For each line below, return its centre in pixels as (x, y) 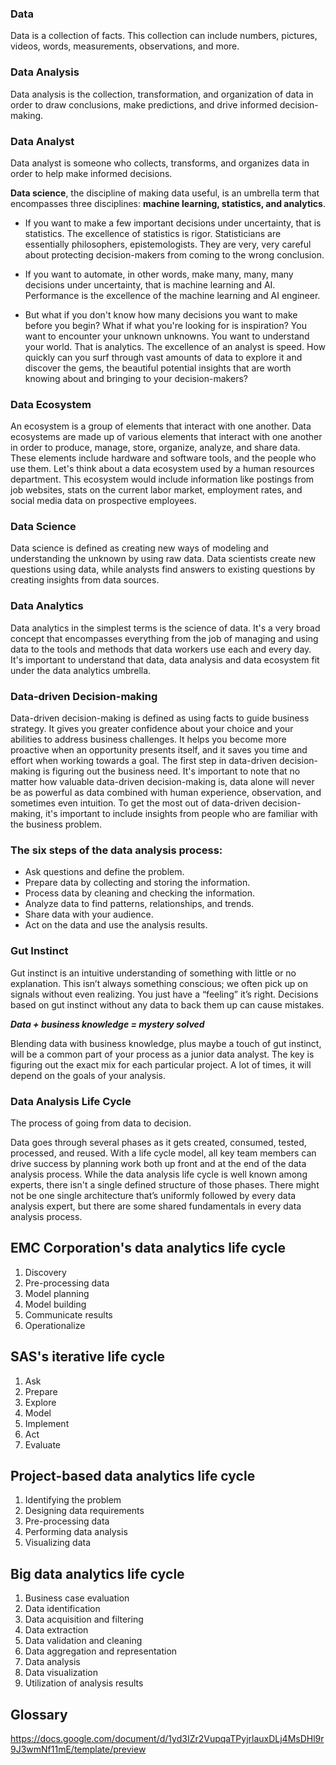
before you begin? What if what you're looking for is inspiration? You (165, 325)
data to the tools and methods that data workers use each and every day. (161, 649)
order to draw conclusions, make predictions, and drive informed (144, 104)
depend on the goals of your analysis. (88, 1075)
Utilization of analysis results (84, 1683)
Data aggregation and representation (101, 1651)
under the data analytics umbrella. (81, 670)
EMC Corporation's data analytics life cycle (148, 1248)
